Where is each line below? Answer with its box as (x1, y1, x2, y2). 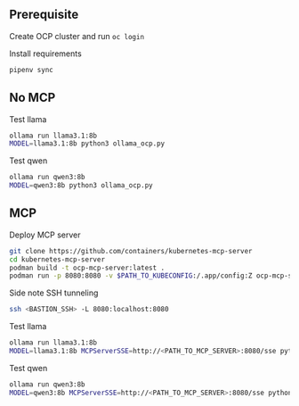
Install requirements (9, 48, 82, 59)
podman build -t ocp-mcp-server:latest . (9, 263, 166, 272)
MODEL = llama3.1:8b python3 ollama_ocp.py (9, 139, 166, 148)
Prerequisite (9, 7, 79, 22)
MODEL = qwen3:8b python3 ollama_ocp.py (9, 181, 153, 190)
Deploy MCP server (9, 229, 81, 240)
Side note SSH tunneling (9, 287, 99, 298)
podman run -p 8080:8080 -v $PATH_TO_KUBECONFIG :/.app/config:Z (9, 271, 253, 280)
